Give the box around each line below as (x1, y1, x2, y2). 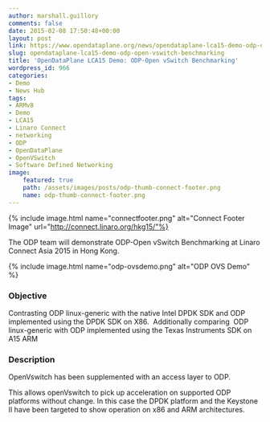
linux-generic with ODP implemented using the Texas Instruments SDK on (8, 325, 252, 334)
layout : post (8, 34, 52, 43)
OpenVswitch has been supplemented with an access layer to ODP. (8, 372, 231, 382)
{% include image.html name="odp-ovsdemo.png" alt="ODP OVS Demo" (8, 261, 251, 271)
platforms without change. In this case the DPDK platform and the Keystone (8, 396, 259, 406)
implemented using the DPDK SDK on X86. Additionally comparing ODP (8, 317, 249, 326)
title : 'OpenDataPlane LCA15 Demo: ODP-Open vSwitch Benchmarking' (8, 57, 239, 65)
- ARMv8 (8, 101, 35, 109)
